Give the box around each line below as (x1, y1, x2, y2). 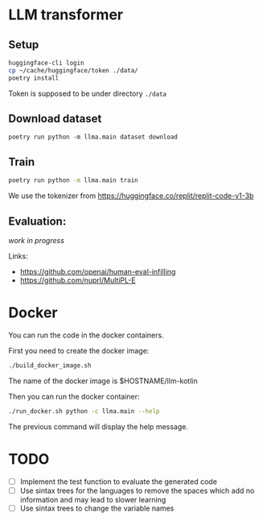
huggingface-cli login (8, 59, 84, 67)
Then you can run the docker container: (8, 391, 140, 401)
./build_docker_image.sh (8, 361, 92, 370)
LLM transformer (8, 6, 123, 24)
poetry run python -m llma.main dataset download (8, 133, 179, 142)
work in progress (8, 235, 64, 245)
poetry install (8, 74, 60, 82)
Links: (8, 251, 28, 261)
